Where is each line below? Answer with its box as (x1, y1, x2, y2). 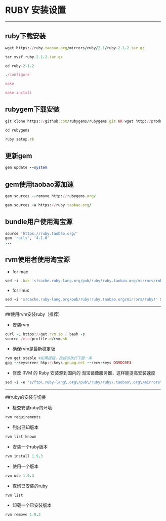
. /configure (5, 73, 30, 77)
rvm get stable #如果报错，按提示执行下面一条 (5, 356, 92, 361)
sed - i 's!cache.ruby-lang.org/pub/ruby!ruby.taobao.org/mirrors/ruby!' (5, 297, 158, 302)
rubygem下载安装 (5, 105, 60, 114)
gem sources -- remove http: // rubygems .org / (5, 193, 96, 199)
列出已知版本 (12, 424, 39, 430)
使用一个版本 (12, 463, 39, 469)
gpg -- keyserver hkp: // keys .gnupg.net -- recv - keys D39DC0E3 (5, 361, 132, 366)
